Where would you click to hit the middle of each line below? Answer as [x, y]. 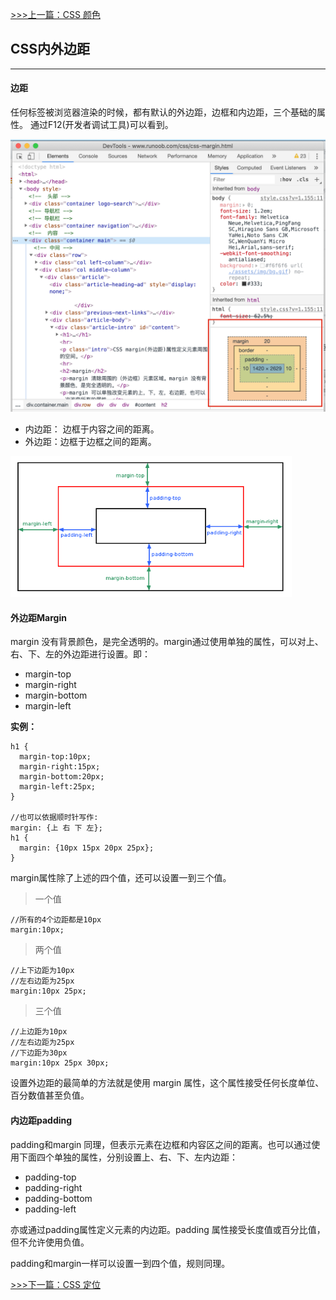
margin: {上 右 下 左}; [56, 828]
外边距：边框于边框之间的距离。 [90, 442]
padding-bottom [58, 1198]
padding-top [50, 1177]
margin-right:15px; [60, 767]
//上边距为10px [39, 1032]
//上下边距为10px [42, 971]
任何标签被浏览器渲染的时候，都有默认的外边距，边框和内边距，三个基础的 [163, 112]
